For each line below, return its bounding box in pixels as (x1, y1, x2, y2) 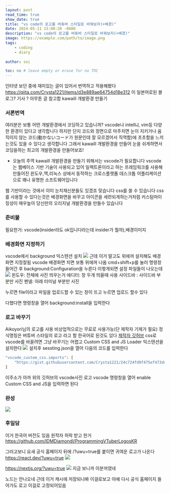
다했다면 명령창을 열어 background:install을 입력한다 (5, 300, 110, 306)
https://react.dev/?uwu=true (5, 455, 64, 461)
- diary (14, 50, 30, 55)
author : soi (5, 59, 30, 64)
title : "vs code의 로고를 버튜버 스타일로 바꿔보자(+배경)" (5, 21, 116, 27)
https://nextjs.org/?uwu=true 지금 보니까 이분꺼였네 (5, 465, 116, 471)
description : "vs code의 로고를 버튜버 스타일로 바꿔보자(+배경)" (5, 31, 130, 36)
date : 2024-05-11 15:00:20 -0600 (5, 26, 76, 31)
